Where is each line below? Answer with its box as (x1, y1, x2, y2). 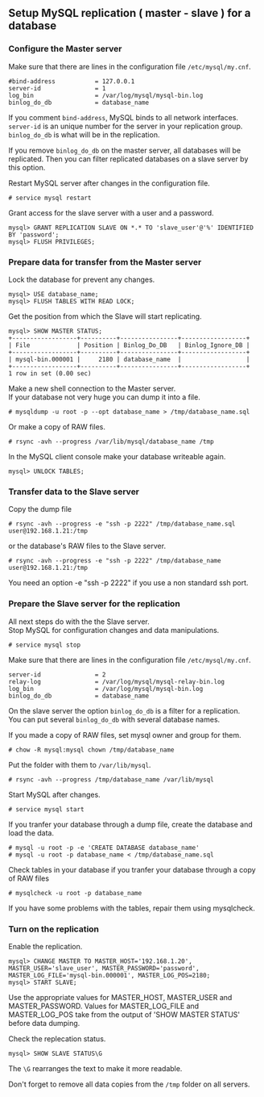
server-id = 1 (8, 84, 106, 92)
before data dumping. (8, 1018, 80, 1028)
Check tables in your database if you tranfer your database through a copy (8, 865, 256, 874)
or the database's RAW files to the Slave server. (8, 541, 167, 551)
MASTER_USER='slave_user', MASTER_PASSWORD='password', (8, 964, 200, 972)
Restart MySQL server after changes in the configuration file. (8, 178, 211, 188)
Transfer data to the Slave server (8, 486, 139, 497)
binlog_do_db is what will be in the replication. (8, 129, 160, 140)
